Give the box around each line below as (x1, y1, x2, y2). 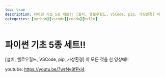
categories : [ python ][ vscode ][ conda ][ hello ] (5, 16, 98, 21)
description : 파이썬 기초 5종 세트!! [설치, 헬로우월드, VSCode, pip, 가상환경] (5, 12, 155, 17)
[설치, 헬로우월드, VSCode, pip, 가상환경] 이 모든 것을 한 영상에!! (5, 56, 129, 62)
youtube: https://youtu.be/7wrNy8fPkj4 (5, 66, 85, 72)
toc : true (5, 7, 26, 12)
